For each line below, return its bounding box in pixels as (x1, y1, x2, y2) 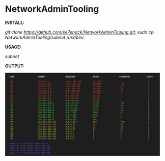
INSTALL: (5, 20, 25, 26)
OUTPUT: (5, 63, 25, 69)
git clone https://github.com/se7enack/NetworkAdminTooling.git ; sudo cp (5, 29, 154, 35)
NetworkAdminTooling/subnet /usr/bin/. (5, 34, 85, 40)
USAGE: (5, 44, 22, 50)
